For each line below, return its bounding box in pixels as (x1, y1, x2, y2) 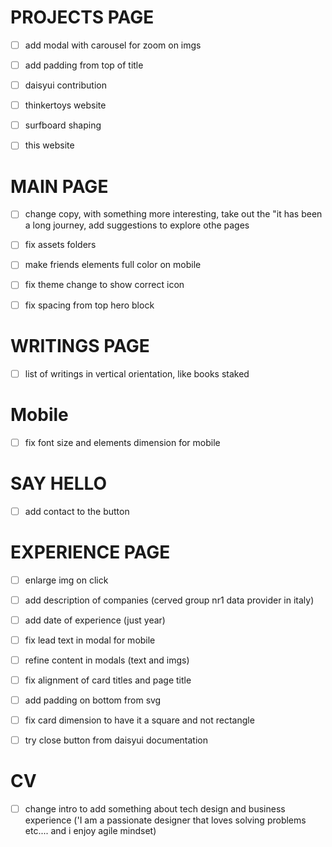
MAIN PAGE (10, 175, 109, 198)
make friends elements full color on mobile (24, 259, 202, 271)
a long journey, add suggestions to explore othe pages (24, 219, 250, 231)
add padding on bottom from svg (24, 694, 162, 706)
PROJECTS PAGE (10, 6, 155, 29)
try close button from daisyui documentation (24, 734, 208, 746)
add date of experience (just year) (24, 614, 166, 626)
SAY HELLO (10, 472, 108, 495)
